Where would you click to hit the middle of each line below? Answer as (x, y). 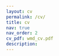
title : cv (18, 22)
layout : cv (19, 11)
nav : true (18, 28)
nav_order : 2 (22, 33)
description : (22, 44)
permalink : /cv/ (26, 17)
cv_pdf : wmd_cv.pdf (30, 38)
